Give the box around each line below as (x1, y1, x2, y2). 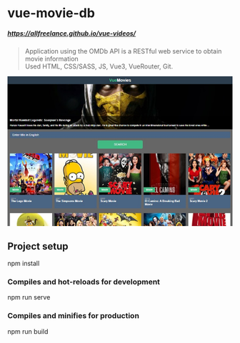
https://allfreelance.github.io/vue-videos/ (7, 29, 136, 37)
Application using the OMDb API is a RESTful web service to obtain (24, 47, 222, 56)
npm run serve (7, 293, 51, 302)
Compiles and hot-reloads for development (7, 277, 161, 287)
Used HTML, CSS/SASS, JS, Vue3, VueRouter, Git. (24, 62, 174, 71)
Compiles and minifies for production (7, 311, 139, 321)
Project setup (7, 240, 69, 252)
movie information (24, 55, 79, 63)
